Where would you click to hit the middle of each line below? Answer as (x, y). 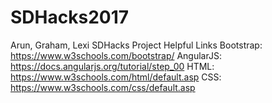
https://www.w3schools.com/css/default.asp (103, 87)
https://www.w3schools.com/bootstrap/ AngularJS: (116, 55)
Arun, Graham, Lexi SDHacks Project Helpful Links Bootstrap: (136, 45)
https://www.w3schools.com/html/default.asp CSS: (116, 77)
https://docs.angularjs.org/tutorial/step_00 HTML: (112, 66)
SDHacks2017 (69, 17)
